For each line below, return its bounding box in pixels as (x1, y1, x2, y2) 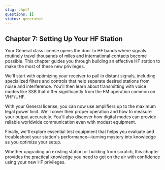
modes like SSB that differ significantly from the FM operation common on (5, 89, 156, 95)
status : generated (5, 16, 43, 21)
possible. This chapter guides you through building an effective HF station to (5, 58, 161, 64)
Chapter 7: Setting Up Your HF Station (5, 34, 123, 43)
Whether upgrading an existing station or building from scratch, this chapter (5, 149, 159, 155)
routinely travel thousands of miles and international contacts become (5, 53, 147, 59)
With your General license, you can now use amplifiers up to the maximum (5, 103, 156, 109)
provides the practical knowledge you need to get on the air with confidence (5, 154, 160, 160)
